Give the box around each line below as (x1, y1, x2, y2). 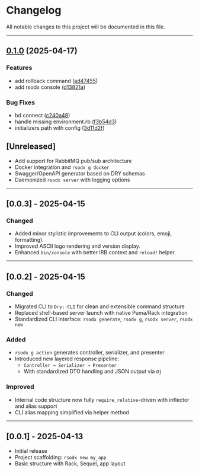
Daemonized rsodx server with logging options (14, 176, 130, 183)
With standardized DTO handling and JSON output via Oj (23, 368, 162, 375)
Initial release (14, 447, 47, 454)
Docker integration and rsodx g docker (14, 164, 110, 171)
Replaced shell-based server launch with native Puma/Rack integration (14, 309, 188, 317)
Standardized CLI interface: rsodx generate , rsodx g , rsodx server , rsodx (14, 315, 193, 323)
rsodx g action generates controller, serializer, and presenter (14, 349, 165, 356)
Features (6, 63, 33, 72)
